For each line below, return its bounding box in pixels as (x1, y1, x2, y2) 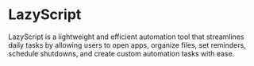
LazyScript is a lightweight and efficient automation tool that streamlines (8, 32, 244, 41)
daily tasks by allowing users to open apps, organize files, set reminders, (8, 40, 246, 49)
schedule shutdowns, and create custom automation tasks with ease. (8, 49, 235, 58)
